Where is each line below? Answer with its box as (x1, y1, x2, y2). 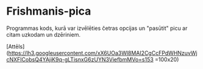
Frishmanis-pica (6, 4, 91, 18)
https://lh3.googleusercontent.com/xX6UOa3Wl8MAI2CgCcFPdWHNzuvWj (8, 49, 198, 56)
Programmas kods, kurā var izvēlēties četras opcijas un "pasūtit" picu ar (6, 24, 188, 32)
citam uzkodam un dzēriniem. (6, 31, 81, 38)
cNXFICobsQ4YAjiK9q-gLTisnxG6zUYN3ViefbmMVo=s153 (6, 56, 154, 63)
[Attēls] (6, 43, 25, 50)
